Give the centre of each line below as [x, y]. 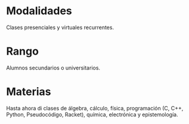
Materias [29, 92]
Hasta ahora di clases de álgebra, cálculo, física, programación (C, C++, [95, 108]
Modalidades [39, 11]
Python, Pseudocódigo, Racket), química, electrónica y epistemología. [92, 115]
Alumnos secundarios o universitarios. [53, 68]
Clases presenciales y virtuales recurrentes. [60, 27]
